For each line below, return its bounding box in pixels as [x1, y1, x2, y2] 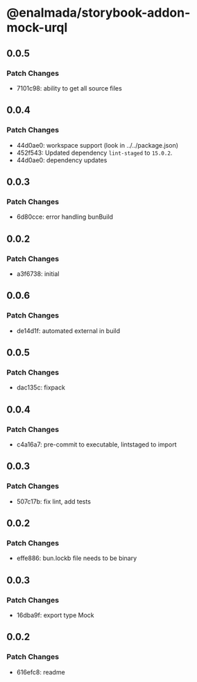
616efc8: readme [16, 667, 65, 676]
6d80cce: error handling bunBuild [16, 212, 114, 221]
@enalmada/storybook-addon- [6, 5, 191, 21]
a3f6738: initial [16, 270, 60, 278]
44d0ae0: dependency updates [16, 155, 108, 164]
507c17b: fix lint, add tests [16, 497, 92, 506]
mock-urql [6, 20, 68, 36]
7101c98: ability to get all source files [16, 84, 122, 92]
